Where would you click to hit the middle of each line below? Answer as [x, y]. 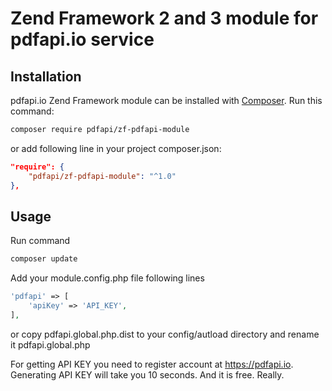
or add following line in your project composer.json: [116, 148]
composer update [44, 259]
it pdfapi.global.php [50, 344]
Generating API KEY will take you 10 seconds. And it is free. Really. [147, 374]
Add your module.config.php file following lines [107, 278]
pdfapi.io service [82, 39]
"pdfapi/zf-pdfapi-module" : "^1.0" [102, 176]
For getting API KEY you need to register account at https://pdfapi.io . [152, 364]
